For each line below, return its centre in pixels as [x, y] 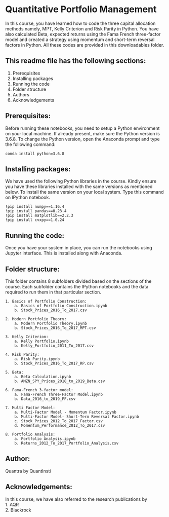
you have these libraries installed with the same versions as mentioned [79, 187]
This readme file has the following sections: [76, 61]
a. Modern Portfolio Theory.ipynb [51, 323]
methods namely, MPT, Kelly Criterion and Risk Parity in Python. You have [82, 28]
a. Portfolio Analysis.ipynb [45, 439]
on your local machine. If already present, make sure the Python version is [83, 133]
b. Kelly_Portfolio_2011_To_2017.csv [54, 346]
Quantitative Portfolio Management [81, 9]
